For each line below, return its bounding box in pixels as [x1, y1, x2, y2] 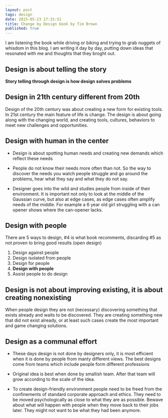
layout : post [5, 7, 33, 13]
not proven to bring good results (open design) [5, 240, 102, 246]
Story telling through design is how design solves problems [5, 78, 132, 84]
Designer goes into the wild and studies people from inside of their [12, 185, 150, 191]
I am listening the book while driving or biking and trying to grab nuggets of [5, 40, 161, 46]
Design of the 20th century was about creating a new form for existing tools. [5, 106, 163, 112]
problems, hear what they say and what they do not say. [12, 176, 129, 182]
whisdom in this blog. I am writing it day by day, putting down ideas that [5, 45, 153, 51]
